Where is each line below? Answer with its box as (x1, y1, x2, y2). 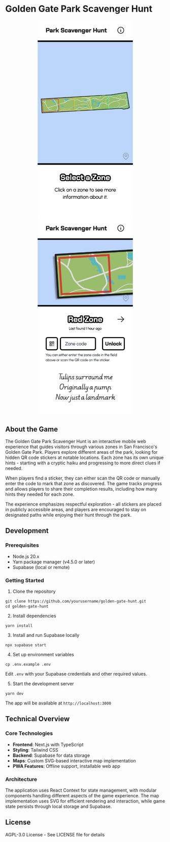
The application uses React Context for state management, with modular (5, 787, 157, 793)
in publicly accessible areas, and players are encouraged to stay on (5, 506, 146, 513)
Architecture (5, 776, 38, 783)
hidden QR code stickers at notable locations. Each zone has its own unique (5, 454, 164, 460)
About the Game (5, 425, 58, 433)
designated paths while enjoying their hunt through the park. (5, 512, 132, 518)
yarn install (5, 623, 33, 628)
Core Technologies (5, 730, 53, 737)
